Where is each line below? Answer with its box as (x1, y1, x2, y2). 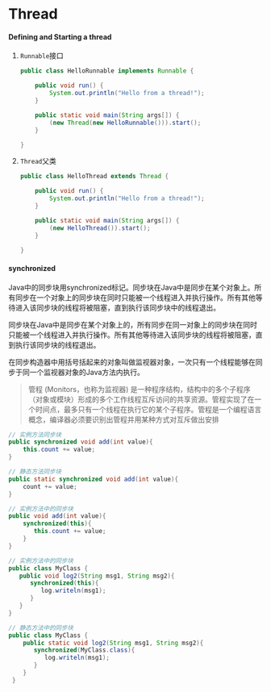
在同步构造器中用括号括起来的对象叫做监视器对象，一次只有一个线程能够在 (8, 356, 256, 367)
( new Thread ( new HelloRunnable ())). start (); (49, 119, 202, 127)
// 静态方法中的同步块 (8, 623, 74, 632)
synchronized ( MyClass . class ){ (33, 646, 135, 654)
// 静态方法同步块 (8, 468, 62, 476)
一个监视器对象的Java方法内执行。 (29, 367, 145, 377)
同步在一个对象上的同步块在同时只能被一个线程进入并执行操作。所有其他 (15, 292, 256, 302)
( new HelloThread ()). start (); (49, 223, 151, 232)
